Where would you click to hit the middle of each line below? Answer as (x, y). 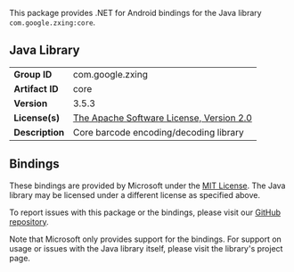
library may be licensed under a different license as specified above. (135, 194)
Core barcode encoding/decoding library (159, 132)
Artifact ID (36, 88)
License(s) (37, 118)
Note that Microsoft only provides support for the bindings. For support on (146, 239)
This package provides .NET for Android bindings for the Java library (135, 13)
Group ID (33, 74)
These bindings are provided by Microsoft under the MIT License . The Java (147, 185)
